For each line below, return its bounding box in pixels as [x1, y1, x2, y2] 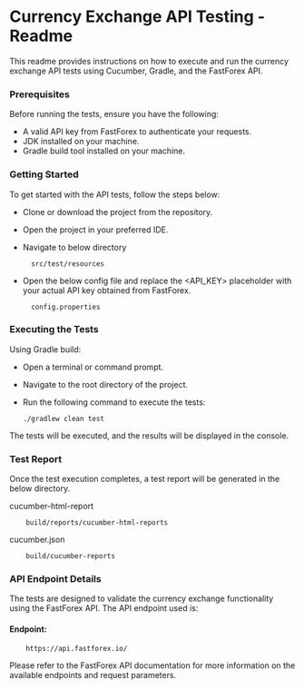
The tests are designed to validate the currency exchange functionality [9, 593, 274, 605]
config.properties [31, 302, 101, 311]
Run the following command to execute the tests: [22, 397, 206, 408]
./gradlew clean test [22, 414, 104, 423]
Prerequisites [9, 88, 70, 101]
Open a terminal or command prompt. [22, 361, 164, 372]
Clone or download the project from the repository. [22, 206, 213, 217]
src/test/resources [31, 259, 104, 269]
